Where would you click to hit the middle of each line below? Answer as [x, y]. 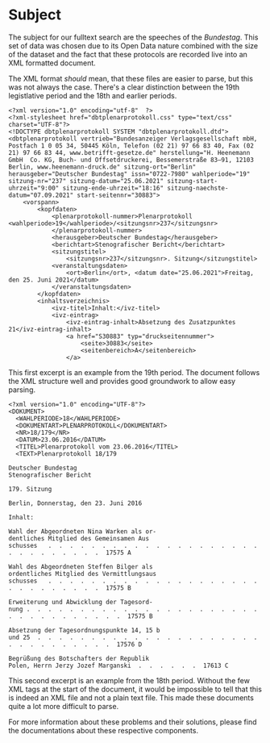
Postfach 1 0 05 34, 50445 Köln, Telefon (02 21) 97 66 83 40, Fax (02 [131, 146]
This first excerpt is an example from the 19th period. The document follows [134, 372]
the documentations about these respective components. [104, 730]
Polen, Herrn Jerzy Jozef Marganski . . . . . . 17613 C [118, 666]
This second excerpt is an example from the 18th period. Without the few [129, 680]
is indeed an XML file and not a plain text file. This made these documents [131, 697]
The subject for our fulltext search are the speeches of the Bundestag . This [133, 37]
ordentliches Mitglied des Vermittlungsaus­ [83, 574]
